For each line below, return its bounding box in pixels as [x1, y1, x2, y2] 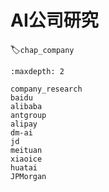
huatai [10, 162, 38, 173]
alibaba [10, 101, 43, 111]
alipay [10, 119, 38, 129]
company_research [10, 84, 83, 94]
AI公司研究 [10, 9, 99, 32]
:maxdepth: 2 [10, 66, 65, 76]
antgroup [10, 110, 47, 120]
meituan [10, 145, 43, 155]
